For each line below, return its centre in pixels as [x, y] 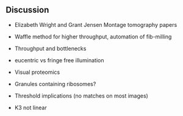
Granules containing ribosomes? [55, 84]
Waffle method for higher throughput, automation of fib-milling [93, 37]
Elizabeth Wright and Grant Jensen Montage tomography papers [96, 24]
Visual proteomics [37, 72]
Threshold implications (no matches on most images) [81, 96]
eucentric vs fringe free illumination [59, 60]
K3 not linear [30, 107]
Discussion [27, 10]
